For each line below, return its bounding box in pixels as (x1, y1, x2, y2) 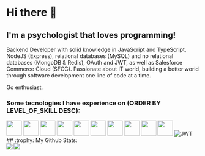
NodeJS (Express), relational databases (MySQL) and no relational (6, 52, 173, 60)
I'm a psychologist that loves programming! (6, 30, 176, 40)
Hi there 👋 (6, 5, 57, 19)
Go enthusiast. (6, 83, 43, 91)
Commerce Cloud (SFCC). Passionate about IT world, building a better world (6, 65, 199, 73)
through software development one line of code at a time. (6, 72, 151, 79)
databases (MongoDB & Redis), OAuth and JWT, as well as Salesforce (6, 59, 182, 66)
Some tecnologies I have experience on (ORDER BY (6, 99, 161, 107)
